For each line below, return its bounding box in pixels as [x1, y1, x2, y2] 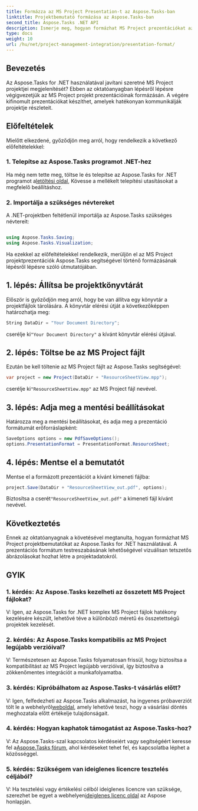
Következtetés [6, 518, 61, 528]
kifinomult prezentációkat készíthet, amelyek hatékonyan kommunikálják [6, 98, 182, 105]
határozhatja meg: [6, 308, 50, 315]
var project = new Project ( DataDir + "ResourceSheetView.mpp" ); [6, 375, 167, 381]
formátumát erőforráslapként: [6, 424, 78, 431]
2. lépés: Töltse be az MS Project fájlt [6, 347, 146, 357]
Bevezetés [6, 63, 46, 74]
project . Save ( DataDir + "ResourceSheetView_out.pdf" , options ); [6, 484, 167, 490]
